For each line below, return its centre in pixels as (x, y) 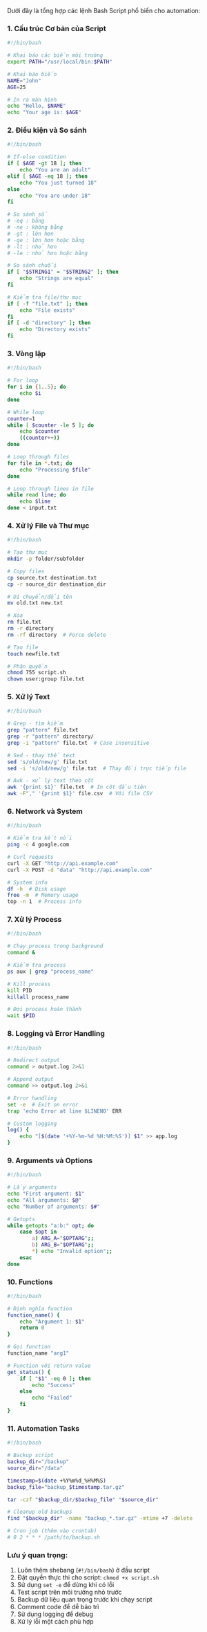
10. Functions (30, 1281)
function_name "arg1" (38, 1353)
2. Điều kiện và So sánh (47, 130)
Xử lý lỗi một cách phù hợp (55, 1622)
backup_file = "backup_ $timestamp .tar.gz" (66, 1487)
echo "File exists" (48, 310)
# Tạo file (23, 647)
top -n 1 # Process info (44, 902)
